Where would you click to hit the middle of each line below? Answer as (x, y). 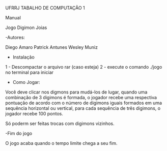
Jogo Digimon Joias (26, 27)
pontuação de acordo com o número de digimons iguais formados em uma (83, 103)
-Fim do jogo (19, 133)
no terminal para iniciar (30, 72)
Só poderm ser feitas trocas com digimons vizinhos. (60, 124)
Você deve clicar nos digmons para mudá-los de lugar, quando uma (76, 92)
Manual (13, 18)
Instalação (23, 57)
